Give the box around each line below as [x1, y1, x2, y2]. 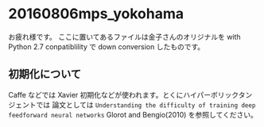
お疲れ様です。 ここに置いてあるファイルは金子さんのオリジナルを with [8, 32, 241, 41]
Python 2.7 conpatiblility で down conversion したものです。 [8, 41, 205, 52]
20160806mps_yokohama [8, 5, 184, 23]
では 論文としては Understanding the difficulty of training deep [35, 100, 256, 110]
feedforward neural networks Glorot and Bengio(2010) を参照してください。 [8, 110, 258, 119]
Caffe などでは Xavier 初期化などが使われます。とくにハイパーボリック [8, 90, 239, 99]
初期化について [8, 67, 82, 81]
